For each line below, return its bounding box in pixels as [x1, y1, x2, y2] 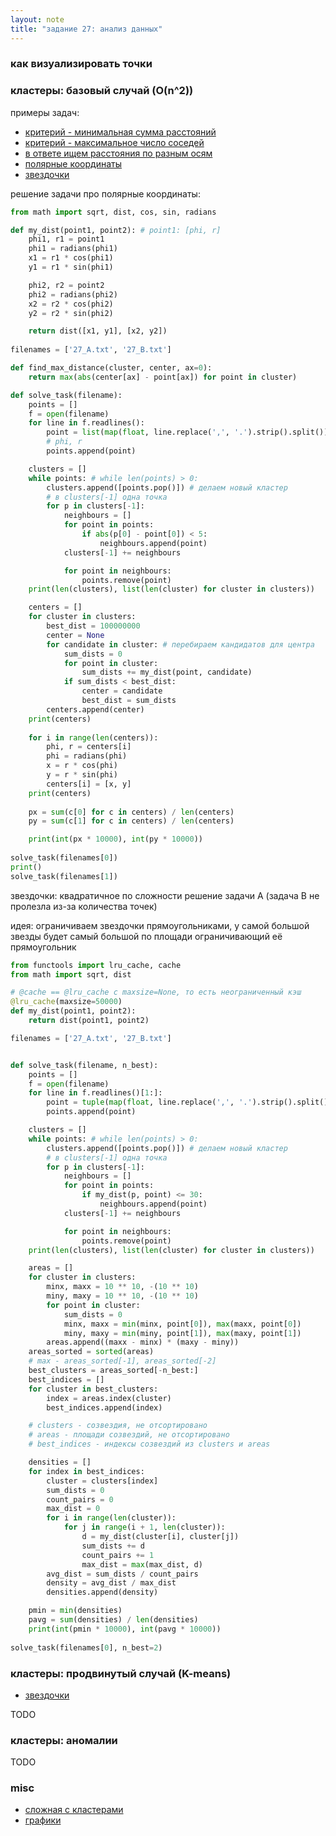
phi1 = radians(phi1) [28, 244, 118, 254]
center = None [46, 630, 105, 640]
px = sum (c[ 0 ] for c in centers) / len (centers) [28, 807, 235, 817]
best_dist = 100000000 [46, 621, 141, 631]
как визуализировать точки [10, 57, 153, 71]
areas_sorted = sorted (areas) [28, 1347, 155, 1357]
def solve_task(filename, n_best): [10, 1060, 159, 1070]
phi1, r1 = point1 [28, 234, 105, 245]
